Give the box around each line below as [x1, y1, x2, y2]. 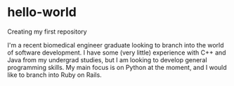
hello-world [7, 4, 77, 20]
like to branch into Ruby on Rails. [7, 71, 102, 79]
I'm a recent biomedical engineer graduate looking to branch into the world [7, 41, 224, 49]
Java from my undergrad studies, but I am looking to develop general [7, 55, 207, 64]
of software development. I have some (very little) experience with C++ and [7, 48, 226, 57]
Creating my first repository [7, 27, 87, 36]
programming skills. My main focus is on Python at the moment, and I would [7, 63, 227, 71]
